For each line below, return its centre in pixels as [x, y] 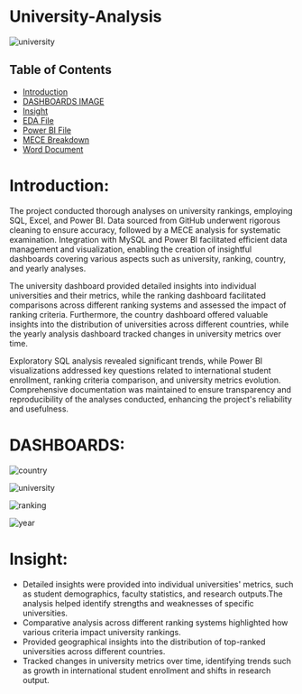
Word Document [53, 149]
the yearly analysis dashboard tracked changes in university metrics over [146, 333]
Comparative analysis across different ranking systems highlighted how [155, 622]
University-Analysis [86, 17]
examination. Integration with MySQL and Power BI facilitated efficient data [148, 239]
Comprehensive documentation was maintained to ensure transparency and [150, 389]
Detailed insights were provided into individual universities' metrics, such [158, 584]
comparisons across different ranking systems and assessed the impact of [148, 305]
